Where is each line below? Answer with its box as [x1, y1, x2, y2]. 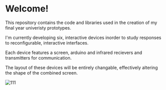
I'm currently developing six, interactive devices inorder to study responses [5, 34, 161, 40]
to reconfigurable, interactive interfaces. [5, 39, 89, 45]
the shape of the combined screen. [5, 69, 78, 75]
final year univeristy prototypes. [5, 24, 71, 30]
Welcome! [5, 3, 49, 14]
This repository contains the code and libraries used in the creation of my [5, 19, 157, 25]
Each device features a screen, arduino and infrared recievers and [5, 49, 142, 55]
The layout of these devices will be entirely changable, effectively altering [5, 64, 158, 70]
